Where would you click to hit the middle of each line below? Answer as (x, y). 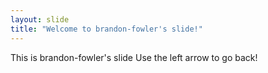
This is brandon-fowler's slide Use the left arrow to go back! (134, 57)
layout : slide (40, 19)
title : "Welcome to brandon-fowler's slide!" (106, 29)
